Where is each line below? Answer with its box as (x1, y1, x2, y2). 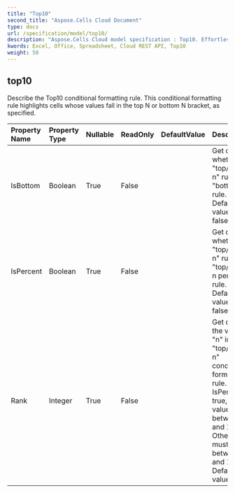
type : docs (7, 23, 39, 30)
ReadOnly (120, 129, 155, 139)
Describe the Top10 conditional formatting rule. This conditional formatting (7, 94, 222, 102)
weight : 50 (7, 50, 39, 57)
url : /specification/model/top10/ (7, 29, 108, 37)
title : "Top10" (7, 10, 52, 17)
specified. (7, 108, 36, 117)
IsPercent (10, 266, 43, 276)
